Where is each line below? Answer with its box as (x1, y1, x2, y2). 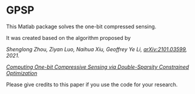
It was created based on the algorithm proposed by (6, 34, 131, 41)
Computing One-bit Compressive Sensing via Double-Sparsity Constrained (6, 63, 189, 70)
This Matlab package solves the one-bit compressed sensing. (6, 23, 157, 30)
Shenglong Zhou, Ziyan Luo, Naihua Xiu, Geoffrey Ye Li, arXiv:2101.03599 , (6, 45, 187, 53)
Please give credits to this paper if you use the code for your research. (6, 80, 178, 88)
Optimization (6, 69, 37, 76)
